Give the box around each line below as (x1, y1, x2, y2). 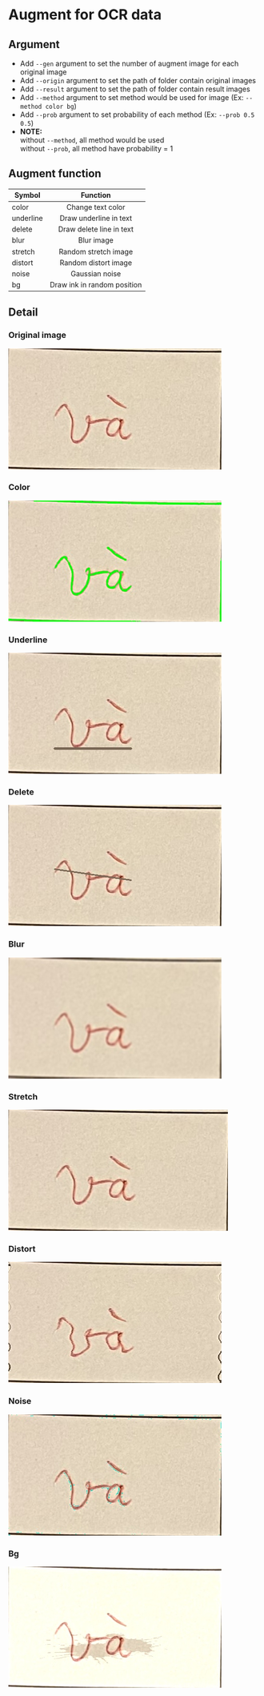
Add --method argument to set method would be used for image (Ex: (19, 93, 244, 102)
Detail (8, 306, 38, 320)
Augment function (8, 167, 102, 181)
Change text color (66, 202, 126, 211)
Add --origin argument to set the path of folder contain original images (19, 76, 256, 85)
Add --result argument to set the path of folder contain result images (19, 84, 250, 94)
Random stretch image (58, 247, 134, 256)
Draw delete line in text (58, 224, 134, 234)
